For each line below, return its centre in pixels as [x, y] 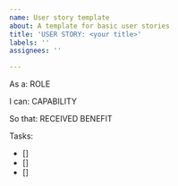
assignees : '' [36, 51]
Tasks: [21, 136]
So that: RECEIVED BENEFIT [61, 119]
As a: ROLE [30, 84]
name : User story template [59, 17]
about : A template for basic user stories [89, 26]
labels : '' [30, 42]
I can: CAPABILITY [43, 101]
